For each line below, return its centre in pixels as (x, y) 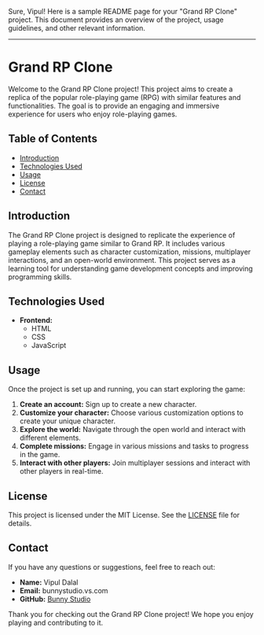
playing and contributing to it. (56, 622)
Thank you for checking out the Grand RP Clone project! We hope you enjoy (131, 614)
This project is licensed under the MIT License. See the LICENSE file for (124, 515)
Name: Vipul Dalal (49, 582)
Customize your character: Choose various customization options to (131, 413)
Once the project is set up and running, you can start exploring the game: (127, 389)
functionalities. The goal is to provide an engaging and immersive (114, 105)
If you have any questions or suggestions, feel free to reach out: (112, 567)
